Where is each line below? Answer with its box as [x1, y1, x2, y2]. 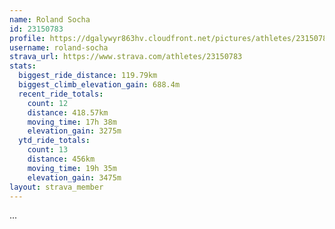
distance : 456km [27, 154, 96, 164]
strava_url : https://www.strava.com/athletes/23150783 [9, 52, 243, 62]
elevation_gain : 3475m [27, 172, 122, 183]
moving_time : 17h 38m [27, 117, 117, 127]
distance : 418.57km [27, 107, 109, 118]
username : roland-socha [9, 42, 109, 53]
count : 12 [27, 98, 69, 108]
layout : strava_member [9, 182, 104, 192]
